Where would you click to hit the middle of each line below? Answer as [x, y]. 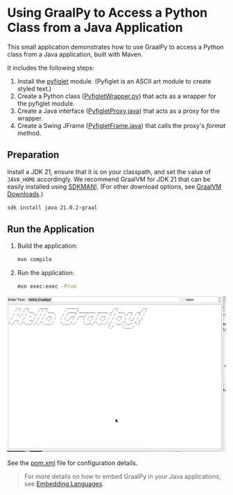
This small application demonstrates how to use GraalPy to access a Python [115, 47]
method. [29, 133]
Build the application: [47, 246]
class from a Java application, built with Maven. [75, 54]
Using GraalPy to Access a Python [107, 13]
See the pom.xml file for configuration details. [72, 463]
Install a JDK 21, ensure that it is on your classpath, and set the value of [109, 171]
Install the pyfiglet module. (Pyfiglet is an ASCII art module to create [114, 81]
